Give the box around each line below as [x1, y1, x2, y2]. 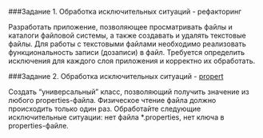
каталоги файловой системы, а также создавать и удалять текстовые [8, 31, 246, 40]
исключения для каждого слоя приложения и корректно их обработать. [8, 56, 256, 65]
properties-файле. [8, 121, 70, 130]
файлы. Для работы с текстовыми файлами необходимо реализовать [8, 39, 246, 49]
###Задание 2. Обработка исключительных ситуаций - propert [8, 72, 224, 81]
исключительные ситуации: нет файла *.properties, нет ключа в [8, 112, 225, 122]
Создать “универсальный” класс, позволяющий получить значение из [8, 87, 249, 97]
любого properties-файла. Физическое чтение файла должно [8, 96, 217, 104]
